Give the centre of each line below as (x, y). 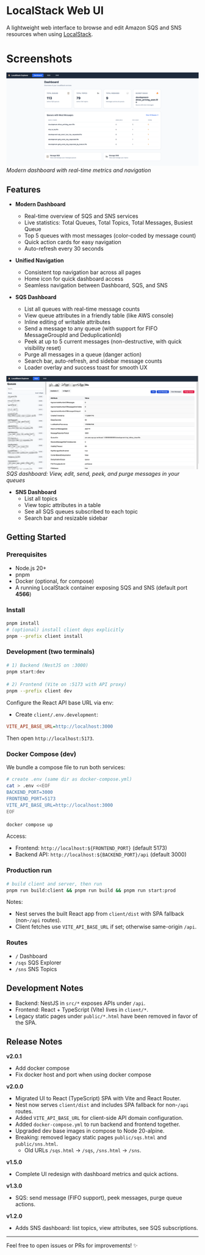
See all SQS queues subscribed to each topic (81, 511)
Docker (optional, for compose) (55, 581)
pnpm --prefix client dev (39, 691)
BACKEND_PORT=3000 (30, 793)
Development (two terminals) (51, 652)
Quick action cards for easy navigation (73, 242)
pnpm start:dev (26, 672)
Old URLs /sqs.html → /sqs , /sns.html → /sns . (83, 1150)
